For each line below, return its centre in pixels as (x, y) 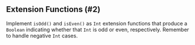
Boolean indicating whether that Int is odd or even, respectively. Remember (98, 29)
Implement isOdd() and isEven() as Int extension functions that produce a (97, 23)
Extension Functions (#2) (53, 10)
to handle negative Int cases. (42, 35)
